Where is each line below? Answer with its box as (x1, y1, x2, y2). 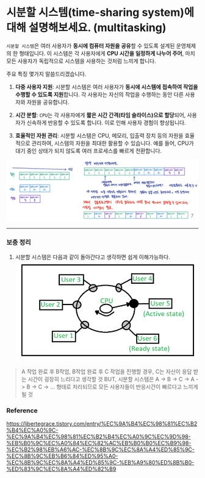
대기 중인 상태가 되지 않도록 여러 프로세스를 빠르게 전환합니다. (15, 147, 162, 154)
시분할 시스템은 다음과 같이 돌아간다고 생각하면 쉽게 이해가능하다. (15, 253, 170, 261)
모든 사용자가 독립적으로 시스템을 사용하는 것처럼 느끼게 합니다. (6, 57, 157, 65)
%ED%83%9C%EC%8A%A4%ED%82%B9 (6, 465, 117, 473)
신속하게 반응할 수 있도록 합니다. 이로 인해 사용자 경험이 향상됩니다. (26, 119, 186, 126)
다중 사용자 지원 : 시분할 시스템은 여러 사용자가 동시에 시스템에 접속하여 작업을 (15, 83, 198, 90)
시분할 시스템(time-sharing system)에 (6, 5, 194, 19)
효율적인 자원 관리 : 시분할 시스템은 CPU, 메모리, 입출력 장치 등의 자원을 (15, 132, 184, 139)
